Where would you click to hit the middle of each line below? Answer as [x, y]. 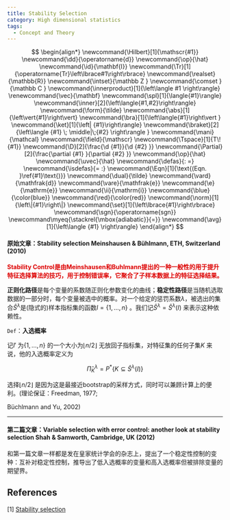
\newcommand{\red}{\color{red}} [99, 198]
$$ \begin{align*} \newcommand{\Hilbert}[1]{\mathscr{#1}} [115, 52]
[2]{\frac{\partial [48, 154]
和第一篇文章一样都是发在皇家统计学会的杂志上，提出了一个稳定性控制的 [109, 454]
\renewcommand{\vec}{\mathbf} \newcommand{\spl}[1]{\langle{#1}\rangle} [115, 96]
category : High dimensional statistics [64, 20]
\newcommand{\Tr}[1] [160, 66]
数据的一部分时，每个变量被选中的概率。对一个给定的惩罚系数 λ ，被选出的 [111, 299]
